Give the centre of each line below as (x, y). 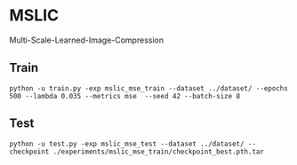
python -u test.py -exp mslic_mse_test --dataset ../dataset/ (127, 144)
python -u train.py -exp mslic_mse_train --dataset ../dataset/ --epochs (149, 88)
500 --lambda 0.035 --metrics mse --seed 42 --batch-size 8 (125, 96)
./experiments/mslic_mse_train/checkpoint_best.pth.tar (159, 152)
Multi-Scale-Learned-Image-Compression (87, 40)
